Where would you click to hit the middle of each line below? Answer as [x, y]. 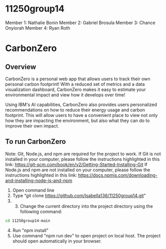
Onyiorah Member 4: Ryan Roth [38, 28]
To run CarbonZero [36, 142]
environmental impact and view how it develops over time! [65, 95]
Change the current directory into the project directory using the [86, 206]
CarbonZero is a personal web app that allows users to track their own [78, 79]
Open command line [33, 190]
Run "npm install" [30, 230]
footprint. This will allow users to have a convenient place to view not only [81, 115]
